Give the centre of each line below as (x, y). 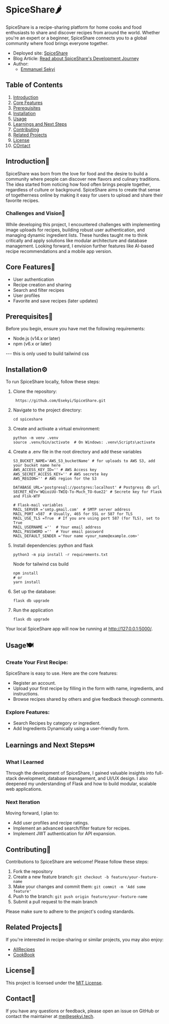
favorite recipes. (23, 200)
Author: (21, 64)
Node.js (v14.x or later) (36, 338)
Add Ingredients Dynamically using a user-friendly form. (71, 729)
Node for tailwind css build (41, 564)
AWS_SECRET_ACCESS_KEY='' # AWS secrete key (60, 474)
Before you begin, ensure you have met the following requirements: (75, 329)
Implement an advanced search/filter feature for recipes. (72, 828)
